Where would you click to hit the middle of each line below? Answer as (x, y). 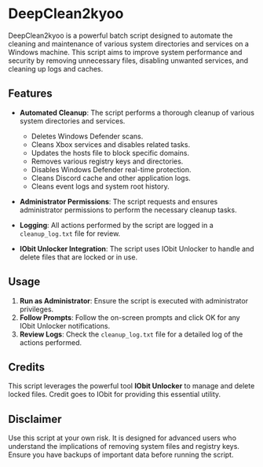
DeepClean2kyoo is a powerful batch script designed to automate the (121, 35)
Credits (27, 367)
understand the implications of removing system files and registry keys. (124, 447)
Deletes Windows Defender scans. (87, 136)
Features (30, 94)
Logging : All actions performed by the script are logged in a (116, 225)
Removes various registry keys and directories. (107, 161)
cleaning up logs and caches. (56, 68)
